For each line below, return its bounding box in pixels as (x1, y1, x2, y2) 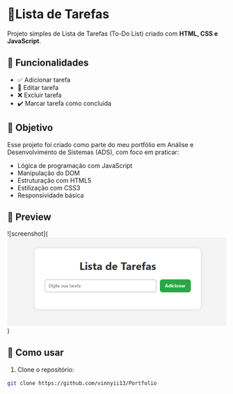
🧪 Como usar (7, 347, 64, 358)
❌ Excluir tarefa (17, 91, 62, 99)
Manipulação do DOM (17, 169, 80, 177)
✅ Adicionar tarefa (17, 75, 71, 84)
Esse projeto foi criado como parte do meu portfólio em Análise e (7, 140, 194, 149)
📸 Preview (7, 211, 51, 222)
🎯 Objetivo (7, 122, 54, 134)
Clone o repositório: (17, 365, 74, 374)
